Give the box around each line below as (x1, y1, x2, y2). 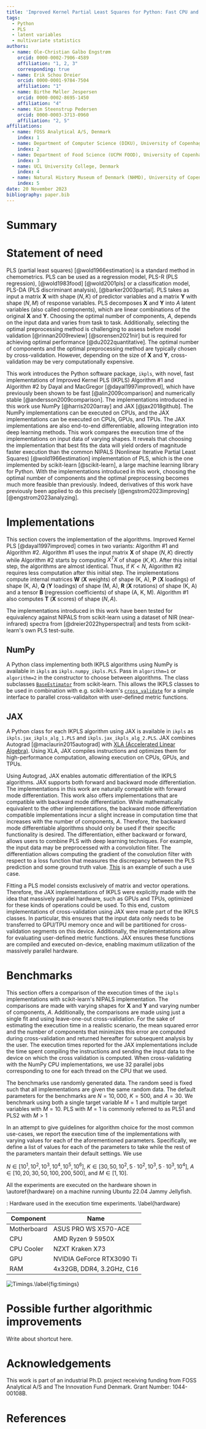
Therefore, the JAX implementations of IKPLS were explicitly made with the (6, 888, 196, 895)
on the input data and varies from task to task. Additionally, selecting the (6, 319, 189, 326)
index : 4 (17, 169, 40, 175)
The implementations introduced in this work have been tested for (6, 607, 173, 615)
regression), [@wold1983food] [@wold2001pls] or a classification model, (6, 279, 191, 287)
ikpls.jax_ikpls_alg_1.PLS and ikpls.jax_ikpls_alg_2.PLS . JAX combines (6, 734, 196, 741)
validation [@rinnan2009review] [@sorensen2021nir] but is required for (6, 332, 187, 339)
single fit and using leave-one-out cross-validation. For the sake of (6, 1014, 175, 1022)
